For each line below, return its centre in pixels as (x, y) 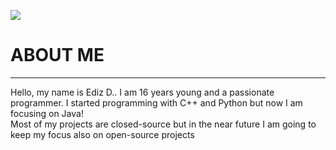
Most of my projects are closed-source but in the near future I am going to (163, 124)
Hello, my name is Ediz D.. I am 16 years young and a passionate (142, 92)
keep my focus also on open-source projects (102, 134)
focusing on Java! (47, 113)
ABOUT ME (57, 55)
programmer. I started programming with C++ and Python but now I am (156, 102)
